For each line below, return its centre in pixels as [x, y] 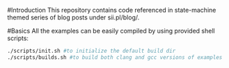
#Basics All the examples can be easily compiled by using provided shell [111, 31]
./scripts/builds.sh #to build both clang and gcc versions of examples [115, 57]
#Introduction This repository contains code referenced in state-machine [112, 10]
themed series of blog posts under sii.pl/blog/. [73, 17]
